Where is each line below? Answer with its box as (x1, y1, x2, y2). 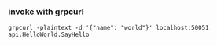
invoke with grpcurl (8, 6, 84, 17)
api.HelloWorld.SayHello (8, 30, 90, 39)
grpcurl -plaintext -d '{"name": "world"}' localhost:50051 (8, 24, 210, 32)
